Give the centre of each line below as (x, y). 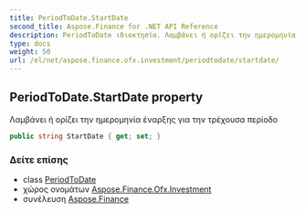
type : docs (30, 43)
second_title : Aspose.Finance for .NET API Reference (114, 27)
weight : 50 (30, 52)
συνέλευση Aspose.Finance (76, 198)
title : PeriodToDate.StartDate (69, 18)
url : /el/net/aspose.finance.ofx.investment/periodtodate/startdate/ (145, 60)
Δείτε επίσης (39, 159)
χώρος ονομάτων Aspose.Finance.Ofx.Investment (117, 189)
